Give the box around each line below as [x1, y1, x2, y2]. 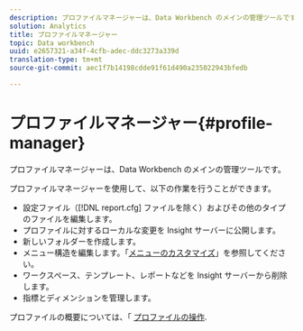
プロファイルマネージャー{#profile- [9, 114, 273, 133]
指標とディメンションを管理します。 [22, 292, 156, 303]
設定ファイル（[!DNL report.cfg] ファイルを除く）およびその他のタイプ [22, 202, 287, 213]
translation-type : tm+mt [9, 55, 103, 64]
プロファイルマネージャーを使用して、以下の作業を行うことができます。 [9, 182, 277, 194]
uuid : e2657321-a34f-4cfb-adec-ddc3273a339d [9, 47, 179, 56]
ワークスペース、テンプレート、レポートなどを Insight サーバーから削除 [22, 270, 288, 280]
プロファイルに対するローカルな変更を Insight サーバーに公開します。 [22, 225, 281, 235]
